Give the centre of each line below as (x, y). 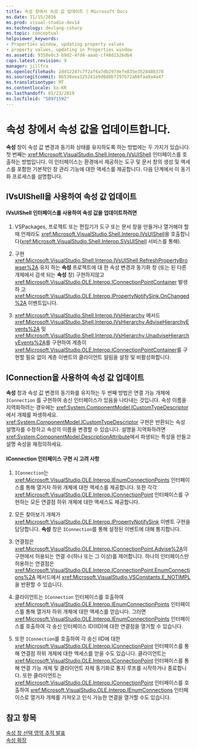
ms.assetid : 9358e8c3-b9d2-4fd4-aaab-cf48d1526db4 (69, 55)
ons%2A (25, 577)
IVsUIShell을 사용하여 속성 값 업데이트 (72, 196)
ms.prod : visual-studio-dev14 (43, 22)
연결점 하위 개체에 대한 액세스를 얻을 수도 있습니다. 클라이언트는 (94, 653)
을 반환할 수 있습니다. (39, 585)
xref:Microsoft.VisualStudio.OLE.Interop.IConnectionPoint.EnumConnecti (102, 570)
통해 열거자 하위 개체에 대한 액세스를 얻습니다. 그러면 (86, 612)
